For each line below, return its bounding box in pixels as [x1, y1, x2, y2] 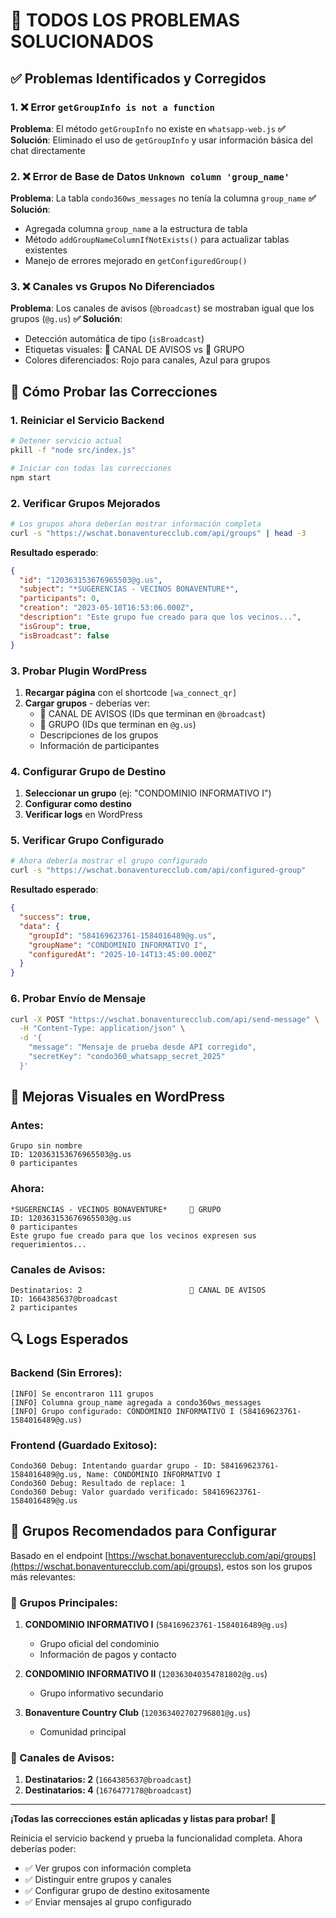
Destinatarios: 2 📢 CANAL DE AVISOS [10, 1285, 267, 1296]
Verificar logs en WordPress [24, 809, 143, 821]
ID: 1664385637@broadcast [10, 1294, 118, 1304]
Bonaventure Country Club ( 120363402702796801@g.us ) [24, 1707, 251, 1719]
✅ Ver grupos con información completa [24, 1862, 192, 1874]
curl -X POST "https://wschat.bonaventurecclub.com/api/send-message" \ [10, 1014, 320, 1024]
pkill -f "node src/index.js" [10, 445, 137, 456]
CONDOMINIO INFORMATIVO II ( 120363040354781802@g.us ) [24, 1668, 268, 1680]
